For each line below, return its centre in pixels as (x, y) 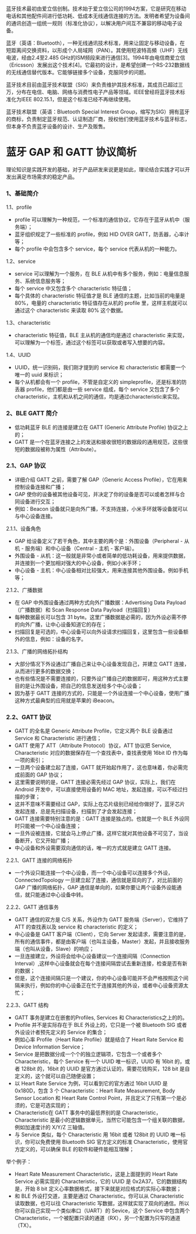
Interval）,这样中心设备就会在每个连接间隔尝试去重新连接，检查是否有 (98, 964)
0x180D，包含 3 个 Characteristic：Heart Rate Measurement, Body (95, 1091)
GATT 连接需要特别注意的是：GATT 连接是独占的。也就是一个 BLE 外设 (99, 819)
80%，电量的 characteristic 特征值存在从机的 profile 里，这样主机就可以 (101, 303)
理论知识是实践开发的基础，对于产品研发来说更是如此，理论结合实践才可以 (95, 169)
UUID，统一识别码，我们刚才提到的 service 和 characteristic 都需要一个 (100, 367)
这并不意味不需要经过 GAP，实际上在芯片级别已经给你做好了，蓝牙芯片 (100, 804)
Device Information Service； (50, 1047)
